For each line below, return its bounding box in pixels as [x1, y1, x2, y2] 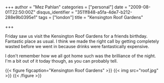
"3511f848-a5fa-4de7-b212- [75, 9, 132, 15]
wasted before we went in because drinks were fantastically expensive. [5, 44, 149, 49]
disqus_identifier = [36, 9, 74, 15]
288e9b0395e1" [5, 15, 38, 20]
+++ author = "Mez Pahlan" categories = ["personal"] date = [5, 4, 128, 10]
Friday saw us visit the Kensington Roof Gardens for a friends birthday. [5, 33, 148, 39]
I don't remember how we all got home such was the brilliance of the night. [5, 53, 156, 59]
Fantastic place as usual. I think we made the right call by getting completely [5, 38, 159, 44]
